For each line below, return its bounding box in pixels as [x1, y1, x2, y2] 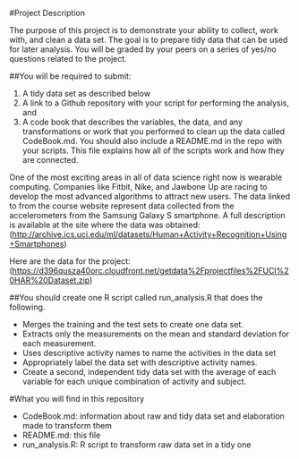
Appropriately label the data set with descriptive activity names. [21, 357, 258, 368]
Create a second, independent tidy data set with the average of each [21, 367, 277, 377]
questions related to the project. [9, 54, 127, 64]
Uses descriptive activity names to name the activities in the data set [21, 348, 277, 358]
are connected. [21, 155, 79, 165]
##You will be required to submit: [9, 71, 132, 81]
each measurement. [21, 338, 97, 348]
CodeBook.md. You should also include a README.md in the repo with [21, 136, 283, 146]
